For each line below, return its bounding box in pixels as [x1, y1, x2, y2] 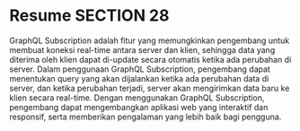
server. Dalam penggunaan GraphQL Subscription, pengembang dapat [9, 64, 271, 74]
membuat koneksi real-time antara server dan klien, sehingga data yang [9, 44, 276, 55]
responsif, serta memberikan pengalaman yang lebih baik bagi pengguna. [9, 111, 282, 122]
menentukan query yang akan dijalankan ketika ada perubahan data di [9, 73, 269, 83]
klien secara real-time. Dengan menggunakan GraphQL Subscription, [9, 92, 265, 103]
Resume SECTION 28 [9, 5, 170, 26]
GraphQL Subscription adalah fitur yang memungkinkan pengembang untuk [9, 35, 290, 46]
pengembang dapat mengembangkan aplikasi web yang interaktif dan [9, 101, 269, 112]
